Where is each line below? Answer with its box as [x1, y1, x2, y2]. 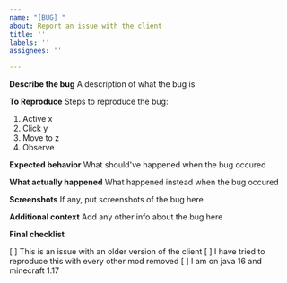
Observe [22, 142, 55, 153]
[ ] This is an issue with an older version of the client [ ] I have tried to [9, 246, 265, 257]
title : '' [9, 30, 47, 39]
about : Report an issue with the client [9, 21, 163, 30]
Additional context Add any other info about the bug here [9, 211, 223, 222]
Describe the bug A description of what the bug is [9, 79, 196, 90]
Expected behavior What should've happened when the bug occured [9, 159, 266, 170]
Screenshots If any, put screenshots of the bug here [9, 194, 204, 205]
